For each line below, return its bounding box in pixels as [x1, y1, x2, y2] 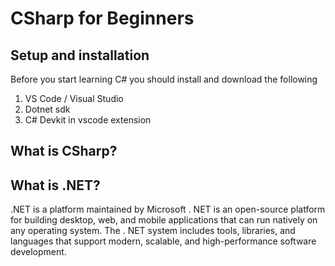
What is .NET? [10, 177, 101, 194]
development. [10, 246, 67, 258]
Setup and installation [10, 47, 150, 64]
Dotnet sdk [24, 103, 71, 115]
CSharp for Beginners [10, 7, 195, 30]
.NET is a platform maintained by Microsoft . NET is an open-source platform [10, 203, 326, 216]
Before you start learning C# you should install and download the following [10, 73, 318, 85]
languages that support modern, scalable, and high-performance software [10, 235, 317, 247]
